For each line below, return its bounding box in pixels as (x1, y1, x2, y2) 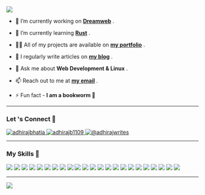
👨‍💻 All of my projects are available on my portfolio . (15, 41, 145, 48)
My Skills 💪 (6, 150, 40, 158)
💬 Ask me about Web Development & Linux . (15, 65, 128, 72)
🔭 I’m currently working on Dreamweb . (15, 18, 115, 24)
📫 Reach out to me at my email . (15, 77, 98, 84)
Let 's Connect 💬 (6, 114, 56, 123)
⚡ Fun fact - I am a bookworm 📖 (15, 92, 96, 98)
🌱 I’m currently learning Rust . (15, 29, 90, 36)
